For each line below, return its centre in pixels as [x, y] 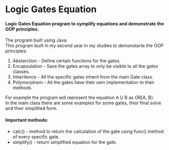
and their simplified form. [31, 108]
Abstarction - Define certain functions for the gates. [67, 61]
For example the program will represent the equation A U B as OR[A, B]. [80, 98]
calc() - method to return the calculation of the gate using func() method [88, 131]
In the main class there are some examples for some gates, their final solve [83, 103]
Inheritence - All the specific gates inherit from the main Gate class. [83, 77]
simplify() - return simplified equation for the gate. [65, 142]
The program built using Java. [36, 40]
